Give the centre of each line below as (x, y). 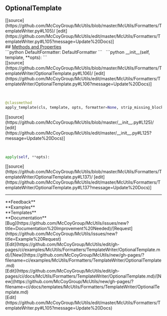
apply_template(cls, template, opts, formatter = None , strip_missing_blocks (85, 107)
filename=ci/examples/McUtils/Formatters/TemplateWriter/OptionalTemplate (83, 260)
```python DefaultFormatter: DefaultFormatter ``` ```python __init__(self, (78, 52)
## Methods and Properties (33, 46)
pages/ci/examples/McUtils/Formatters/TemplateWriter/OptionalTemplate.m (83, 250)
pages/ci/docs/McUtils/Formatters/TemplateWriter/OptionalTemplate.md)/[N (83, 276)
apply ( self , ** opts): (28, 157)
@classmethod (19, 103)
